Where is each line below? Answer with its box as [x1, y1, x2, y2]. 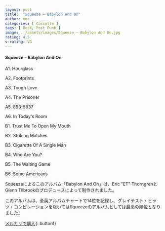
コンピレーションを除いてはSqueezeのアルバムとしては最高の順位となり [13, 203, 161, 210]
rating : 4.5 [5, 35, 30, 40]
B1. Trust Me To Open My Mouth [5, 123, 71, 129]
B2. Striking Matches [5, 132, 48, 138]
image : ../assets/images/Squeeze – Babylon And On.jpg [5, 30, 121, 35]
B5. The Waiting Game [5, 161, 51, 167]
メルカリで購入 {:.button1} [5, 220, 57, 226]
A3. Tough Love [5, 84, 38, 90]
